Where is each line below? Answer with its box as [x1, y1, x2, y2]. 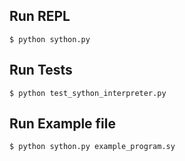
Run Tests [9, 62, 73, 79]
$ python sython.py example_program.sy [9, 142, 176, 152]
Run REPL [9, 8, 71, 25]
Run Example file [9, 115, 116, 133]
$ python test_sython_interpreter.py [9, 88, 167, 98]
